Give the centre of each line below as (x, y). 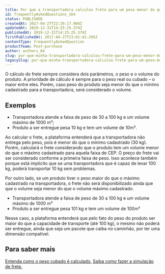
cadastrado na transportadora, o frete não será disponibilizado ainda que (79, 183)
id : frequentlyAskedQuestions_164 (41, 14)
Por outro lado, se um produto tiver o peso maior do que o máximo (72, 178)
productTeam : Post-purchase (34, 46)
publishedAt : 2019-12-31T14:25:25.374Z (46, 33)
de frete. (14, 266)
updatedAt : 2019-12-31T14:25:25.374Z (44, 28)
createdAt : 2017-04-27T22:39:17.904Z (44, 23)
